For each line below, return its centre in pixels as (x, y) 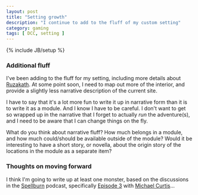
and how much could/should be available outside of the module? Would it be (99, 138)
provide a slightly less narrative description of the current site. (82, 91)
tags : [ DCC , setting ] (35, 34)
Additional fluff (28, 65)
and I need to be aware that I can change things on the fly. (77, 121)
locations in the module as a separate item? (59, 151)
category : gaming (27, 28)
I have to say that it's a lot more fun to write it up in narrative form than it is (97, 102)
